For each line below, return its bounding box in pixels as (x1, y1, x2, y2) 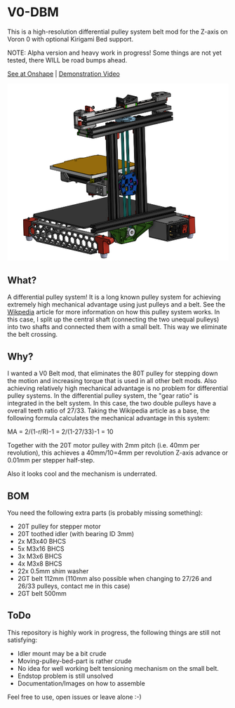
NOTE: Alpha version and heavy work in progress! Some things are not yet (7, 48, 222, 57)
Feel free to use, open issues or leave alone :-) (7, 693, 142, 701)
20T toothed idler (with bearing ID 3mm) (17, 530, 135, 537)
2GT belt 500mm (17, 589, 67, 597)
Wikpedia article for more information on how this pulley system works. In (7, 308, 220, 316)
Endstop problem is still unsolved (17, 672, 114, 680)
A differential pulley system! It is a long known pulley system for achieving (7, 293, 221, 302)
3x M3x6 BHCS (17, 552, 62, 560)
